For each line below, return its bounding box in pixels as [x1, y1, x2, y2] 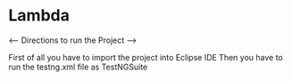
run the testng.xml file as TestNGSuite [8, 61, 148, 72]
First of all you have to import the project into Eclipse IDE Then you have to [8, 52, 283, 62]
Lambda [8, 5, 71, 26]
